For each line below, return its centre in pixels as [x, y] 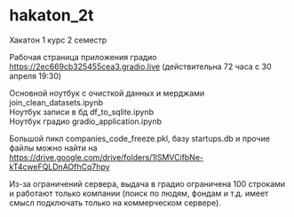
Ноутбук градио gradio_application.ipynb [86, 121]
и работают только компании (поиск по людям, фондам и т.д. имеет [139, 193]
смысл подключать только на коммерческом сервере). [115, 202]
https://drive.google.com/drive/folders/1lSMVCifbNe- [107, 157]
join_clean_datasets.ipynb [56, 102]
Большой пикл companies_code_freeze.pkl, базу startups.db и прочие [140, 138]
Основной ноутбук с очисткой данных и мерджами [107, 93]
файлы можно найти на [53, 148]
